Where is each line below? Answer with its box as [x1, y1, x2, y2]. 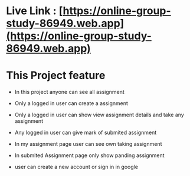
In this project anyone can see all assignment [14, 89, 125, 96]
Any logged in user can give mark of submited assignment [14, 129, 157, 136]
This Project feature [6, 69, 106, 82]
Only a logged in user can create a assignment [14, 100, 129, 107]
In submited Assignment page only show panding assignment [14, 152, 165, 159]
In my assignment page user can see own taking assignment [14, 141, 162, 148]
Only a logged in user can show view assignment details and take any [14, 111, 184, 119]
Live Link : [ [6, 4, 63, 18]
